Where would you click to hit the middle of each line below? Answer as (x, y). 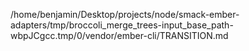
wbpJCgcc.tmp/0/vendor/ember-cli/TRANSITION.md (119, 35)
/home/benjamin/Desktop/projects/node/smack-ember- (125, 14)
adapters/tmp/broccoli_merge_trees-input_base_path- (122, 25)
